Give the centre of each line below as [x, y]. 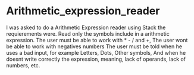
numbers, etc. [23, 65]
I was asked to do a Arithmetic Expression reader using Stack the [86, 27]
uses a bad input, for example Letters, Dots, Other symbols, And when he [96, 52]
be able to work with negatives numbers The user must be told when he [94, 46]
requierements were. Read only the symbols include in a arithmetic [88, 33]
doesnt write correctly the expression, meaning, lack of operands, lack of [96, 59]
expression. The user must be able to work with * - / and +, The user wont [97, 40]
